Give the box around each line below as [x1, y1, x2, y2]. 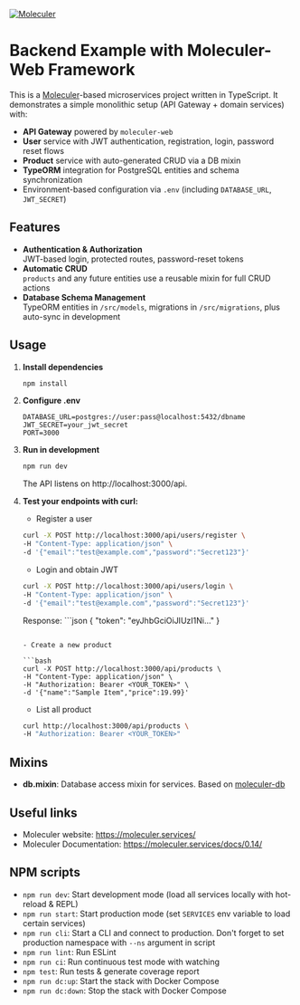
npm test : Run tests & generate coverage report [22, 965, 201, 977]
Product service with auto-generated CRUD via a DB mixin [22, 155, 241, 166]
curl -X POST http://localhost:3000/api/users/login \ [22, 581, 234, 590]
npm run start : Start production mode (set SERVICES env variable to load [22, 908, 291, 919]
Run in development [22, 445, 100, 455]
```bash [22, 656, 52, 665]
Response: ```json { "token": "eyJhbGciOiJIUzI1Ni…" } [22, 615, 220, 626]
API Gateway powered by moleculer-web [22, 126, 173, 137]
